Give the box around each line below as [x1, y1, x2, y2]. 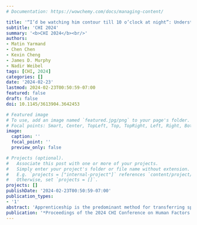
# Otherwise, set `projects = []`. [6, 177, 98, 183]
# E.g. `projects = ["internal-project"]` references [6, 172, 145, 177]
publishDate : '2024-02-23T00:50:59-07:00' [6, 188, 111, 194]
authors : [6, 36, 28, 42]
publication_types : [6, 193, 54, 199]
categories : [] [6, 74, 43, 80]
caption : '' [11, 133, 41, 140]
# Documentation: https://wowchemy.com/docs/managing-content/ [6, 8, 164, 15]
